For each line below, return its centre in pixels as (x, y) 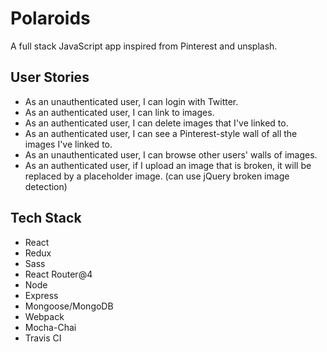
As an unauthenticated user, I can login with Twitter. (131, 101)
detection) (46, 186)
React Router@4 (58, 274)
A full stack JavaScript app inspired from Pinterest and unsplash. (144, 46)
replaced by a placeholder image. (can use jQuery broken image (157, 176)
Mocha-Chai (50, 327)
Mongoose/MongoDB (69, 306)
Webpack (44, 316)
